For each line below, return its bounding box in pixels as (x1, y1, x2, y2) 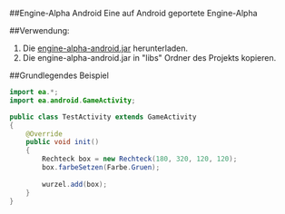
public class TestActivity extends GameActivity (9, 112, 197, 122)
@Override (25, 129, 64, 139)
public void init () (25, 138, 100, 147)
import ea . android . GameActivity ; (9, 95, 136, 105)
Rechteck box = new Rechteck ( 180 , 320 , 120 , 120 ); (42, 154, 238, 164)
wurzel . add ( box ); (42, 180, 107, 189)
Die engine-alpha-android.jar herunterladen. (22, 43, 189, 53)
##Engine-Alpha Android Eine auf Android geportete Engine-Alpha (9, 8, 258, 18)
